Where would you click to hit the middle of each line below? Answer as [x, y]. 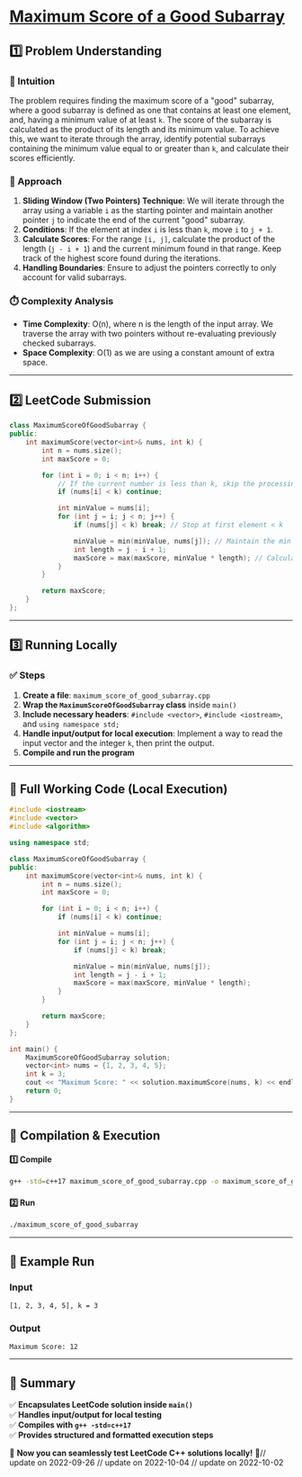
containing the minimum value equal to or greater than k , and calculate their [149, 148]
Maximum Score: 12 [44, 1347]
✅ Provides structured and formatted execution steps [111, 1435]
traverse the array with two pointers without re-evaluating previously [149, 334]
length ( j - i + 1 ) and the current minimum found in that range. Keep [151, 248]
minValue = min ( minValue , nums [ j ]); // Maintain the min [182, 541]
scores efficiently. [42, 158]
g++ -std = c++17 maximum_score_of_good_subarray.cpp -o [114, 1182]
